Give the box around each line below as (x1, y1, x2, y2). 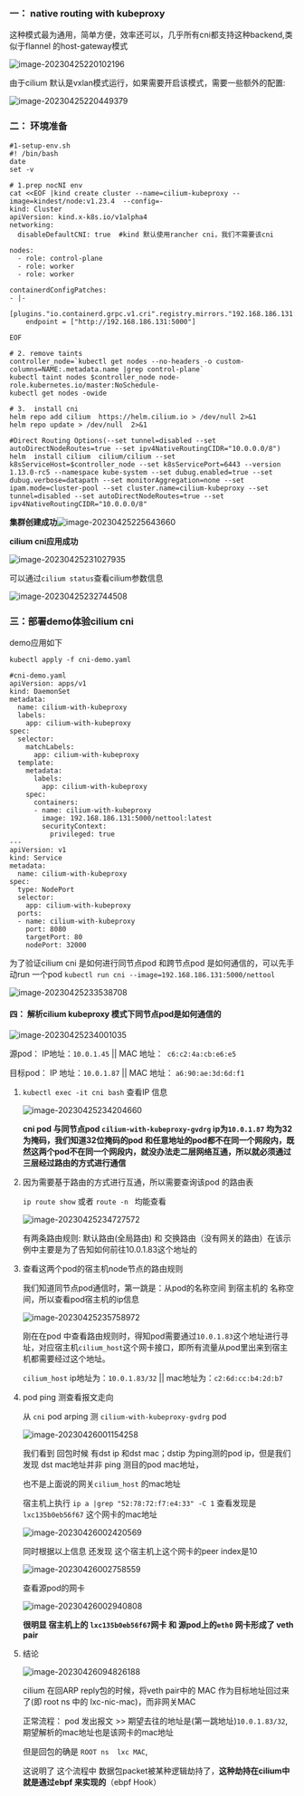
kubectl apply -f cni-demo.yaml (9, 655, 131, 664)
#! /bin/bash (9, 149, 59, 158)
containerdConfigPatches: (9, 285, 107, 294)
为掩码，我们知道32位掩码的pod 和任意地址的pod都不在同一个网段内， (22, 1135, 287, 1146)
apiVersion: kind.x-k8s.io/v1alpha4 (9, 212, 147, 222)
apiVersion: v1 (9, 845, 67, 854)
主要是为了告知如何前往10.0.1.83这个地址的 (38, 1244, 197, 1255)
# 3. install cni (9, 404, 79, 413)
